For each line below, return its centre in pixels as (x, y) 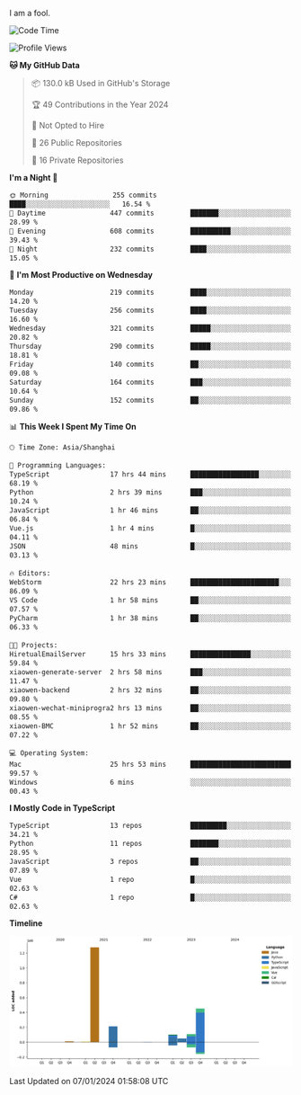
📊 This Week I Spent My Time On (73, 427)
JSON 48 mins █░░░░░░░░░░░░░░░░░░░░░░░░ (150, 547)
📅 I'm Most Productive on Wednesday (81, 275)
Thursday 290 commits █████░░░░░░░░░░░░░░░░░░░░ (150, 346)
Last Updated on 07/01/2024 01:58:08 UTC (89, 1081)
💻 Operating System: (49, 753)
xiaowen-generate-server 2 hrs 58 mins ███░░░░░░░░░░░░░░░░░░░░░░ (150, 672)
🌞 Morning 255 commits (83, 195)
